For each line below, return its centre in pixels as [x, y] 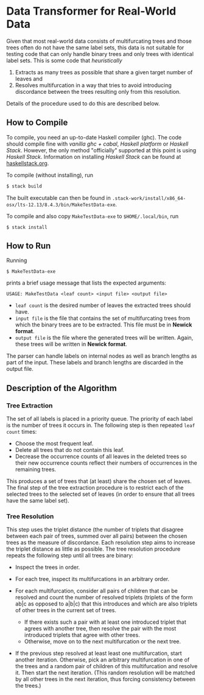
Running [17, 261]
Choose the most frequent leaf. [54, 443]
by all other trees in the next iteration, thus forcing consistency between [105, 679]
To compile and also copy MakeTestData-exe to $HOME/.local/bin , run [93, 216]
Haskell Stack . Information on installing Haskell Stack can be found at [94, 157]
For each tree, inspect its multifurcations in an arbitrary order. [92, 579]
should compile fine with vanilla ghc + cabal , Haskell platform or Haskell [97, 144]
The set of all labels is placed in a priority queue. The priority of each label [100, 419]
